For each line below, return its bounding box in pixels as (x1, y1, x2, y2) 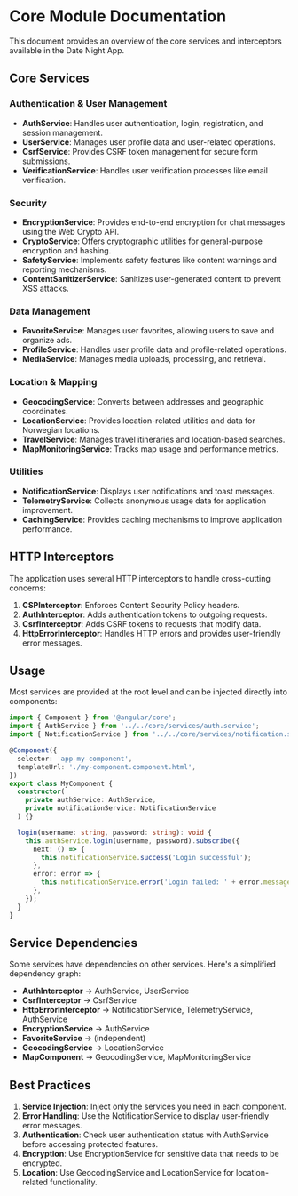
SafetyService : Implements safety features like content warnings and (21, 254, 278, 265)
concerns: (9, 582, 47, 593)
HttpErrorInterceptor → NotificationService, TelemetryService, (21, 1005, 254, 1015)
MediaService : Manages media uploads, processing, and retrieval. (21, 354, 266, 365)
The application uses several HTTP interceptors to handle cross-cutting (9, 573, 271, 583)
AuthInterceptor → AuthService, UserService (21, 985, 190, 997)
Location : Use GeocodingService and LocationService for (21, 1168, 235, 1178)
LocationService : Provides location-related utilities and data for (21, 415, 255, 426)
